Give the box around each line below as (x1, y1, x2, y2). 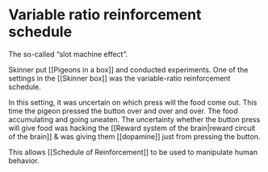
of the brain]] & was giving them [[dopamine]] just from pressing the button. (8, 131, 261, 141)
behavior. (8, 155, 40, 166)
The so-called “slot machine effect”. (8, 49, 128, 59)
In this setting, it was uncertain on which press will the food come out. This (8, 97, 258, 107)
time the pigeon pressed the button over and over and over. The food (8, 106, 238, 116)
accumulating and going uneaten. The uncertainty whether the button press (8, 114, 261, 124)
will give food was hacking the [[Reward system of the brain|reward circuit (8, 123, 256, 133)
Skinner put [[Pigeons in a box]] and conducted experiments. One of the (8, 64, 249, 74)
